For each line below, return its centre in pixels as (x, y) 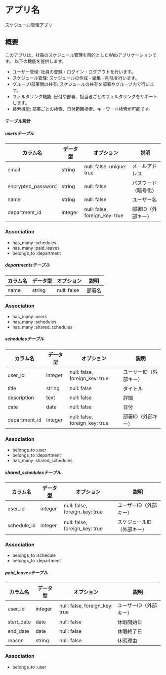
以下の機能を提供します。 (41, 61)
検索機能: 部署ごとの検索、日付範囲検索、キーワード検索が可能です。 (83, 109)
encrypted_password (32, 187)
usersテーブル (20, 133)
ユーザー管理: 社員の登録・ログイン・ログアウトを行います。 (74, 71)
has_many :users (29, 316)
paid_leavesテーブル (26, 573)
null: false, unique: (105, 167)
